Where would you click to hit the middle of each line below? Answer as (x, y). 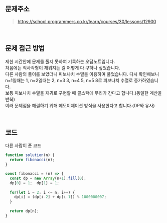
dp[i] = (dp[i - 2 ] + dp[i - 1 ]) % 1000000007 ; (60, 197)
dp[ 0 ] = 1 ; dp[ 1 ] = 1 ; (34, 183)
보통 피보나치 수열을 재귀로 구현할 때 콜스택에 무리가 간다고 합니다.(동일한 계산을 (83, 93)
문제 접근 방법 (25, 49)
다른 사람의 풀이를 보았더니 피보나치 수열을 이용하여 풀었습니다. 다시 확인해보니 (82, 74)
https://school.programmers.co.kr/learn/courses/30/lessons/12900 (87, 21)
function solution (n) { (30, 155)
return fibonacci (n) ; (32, 160)
